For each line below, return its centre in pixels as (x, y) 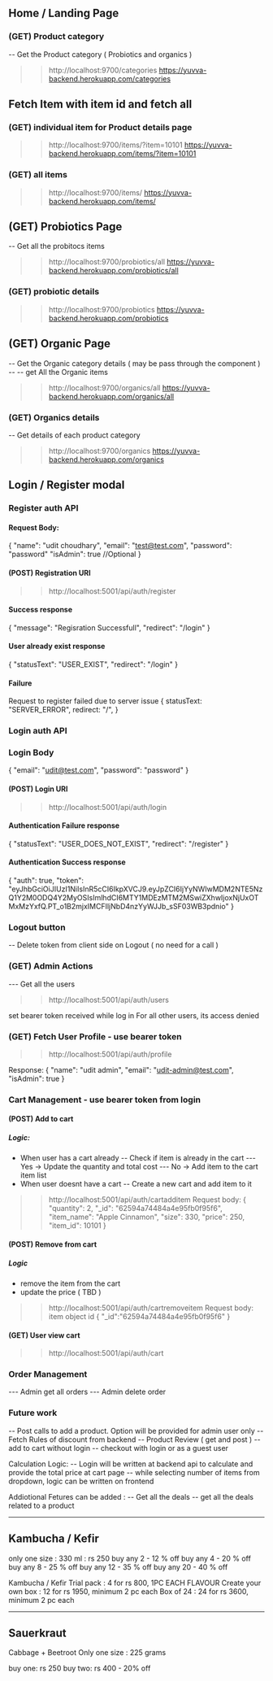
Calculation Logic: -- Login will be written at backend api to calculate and (131, 1464)
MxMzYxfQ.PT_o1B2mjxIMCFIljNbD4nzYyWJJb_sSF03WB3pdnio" (119, 907)
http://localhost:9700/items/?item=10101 (115, 145)
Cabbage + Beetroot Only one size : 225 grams (87, 1653)
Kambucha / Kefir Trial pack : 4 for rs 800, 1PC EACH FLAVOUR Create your (135, 1583)
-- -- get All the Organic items (58, 372)
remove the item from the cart (70, 1283)
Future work (33, 1413)
